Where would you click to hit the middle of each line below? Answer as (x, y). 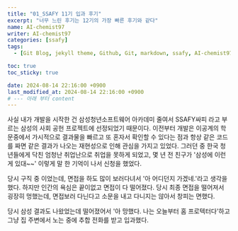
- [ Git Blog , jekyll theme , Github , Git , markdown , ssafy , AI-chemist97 (123, 54)
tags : (15, 47)
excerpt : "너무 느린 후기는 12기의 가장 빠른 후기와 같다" (83, 20)
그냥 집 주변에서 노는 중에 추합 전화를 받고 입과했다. (78, 220)
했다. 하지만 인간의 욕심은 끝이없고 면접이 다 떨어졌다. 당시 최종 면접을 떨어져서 (116, 187)
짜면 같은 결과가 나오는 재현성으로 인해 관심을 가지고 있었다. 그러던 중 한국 (117, 146)
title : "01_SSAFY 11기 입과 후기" (55, 14)
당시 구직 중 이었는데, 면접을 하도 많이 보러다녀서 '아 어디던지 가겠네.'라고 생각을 (118, 179)
